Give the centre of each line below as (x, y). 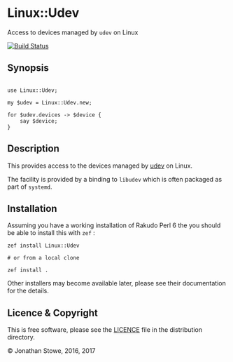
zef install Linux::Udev (43, 246)
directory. (21, 337)
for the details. (28, 291)
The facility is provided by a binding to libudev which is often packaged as (115, 179)
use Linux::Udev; (33, 90)
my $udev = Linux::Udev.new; (50, 102)
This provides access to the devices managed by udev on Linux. (100, 166)
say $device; (39, 121)
